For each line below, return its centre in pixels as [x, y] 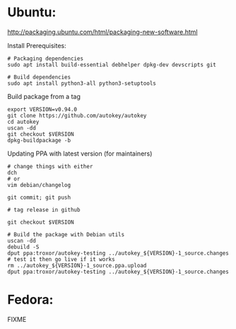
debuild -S [23, 247]
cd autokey [23, 122]
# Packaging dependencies [45, 58]
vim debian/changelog [39, 185]
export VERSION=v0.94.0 [42, 109]
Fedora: [30, 300]
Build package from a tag [44, 96]
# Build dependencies [39, 77]
